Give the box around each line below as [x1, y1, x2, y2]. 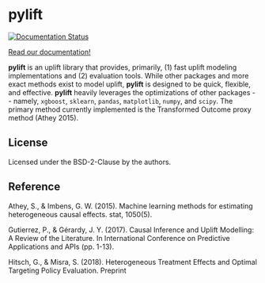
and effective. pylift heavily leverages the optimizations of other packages [8, 87, 251, 97]
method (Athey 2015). [8, 113, 79, 122]
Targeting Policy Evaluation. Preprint [8, 266, 127, 275]
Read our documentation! [8, 47, 91, 56]
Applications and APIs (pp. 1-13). [8, 242, 115, 251]
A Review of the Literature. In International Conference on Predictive [8, 233, 231, 243]
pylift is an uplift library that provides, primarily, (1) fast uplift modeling [8, 62, 237, 72]
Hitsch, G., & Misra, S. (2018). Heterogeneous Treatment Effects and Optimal [8, 257, 257, 266]
